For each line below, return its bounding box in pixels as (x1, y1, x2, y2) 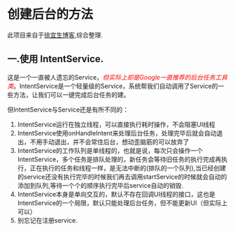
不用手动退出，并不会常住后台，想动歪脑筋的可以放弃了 (29, 137, 190, 146)
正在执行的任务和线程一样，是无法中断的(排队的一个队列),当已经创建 (29, 163, 227, 172)
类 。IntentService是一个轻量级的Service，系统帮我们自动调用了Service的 (7, 82, 218, 90)
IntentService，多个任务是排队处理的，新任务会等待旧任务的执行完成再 (17, 155, 222, 163)
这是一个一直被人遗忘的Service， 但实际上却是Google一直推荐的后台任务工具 (7, 73, 228, 81)
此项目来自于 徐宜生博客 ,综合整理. (7, 31, 104, 39)
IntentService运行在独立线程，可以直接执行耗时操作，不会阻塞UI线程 (17, 120, 215, 128)
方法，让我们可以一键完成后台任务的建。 (13, 90, 130, 98)
